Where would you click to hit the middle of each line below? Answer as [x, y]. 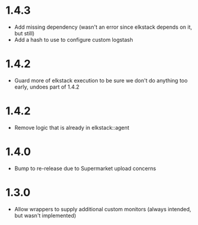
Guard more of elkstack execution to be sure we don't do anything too [101, 80]
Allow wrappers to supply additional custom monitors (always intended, [103, 209]
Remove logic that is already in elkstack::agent [72, 127]
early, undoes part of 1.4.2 [47, 87]
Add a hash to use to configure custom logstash [73, 39]
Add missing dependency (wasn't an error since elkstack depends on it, [103, 27]
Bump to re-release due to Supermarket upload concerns [85, 168]
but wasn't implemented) [45, 215]
